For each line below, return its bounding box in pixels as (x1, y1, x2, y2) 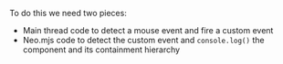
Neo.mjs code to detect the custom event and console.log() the (22, 35, 265, 45)
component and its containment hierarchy (22, 44, 181, 55)
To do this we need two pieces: (9, 8, 128, 18)
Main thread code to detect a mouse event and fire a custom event (22, 25, 274, 35)
